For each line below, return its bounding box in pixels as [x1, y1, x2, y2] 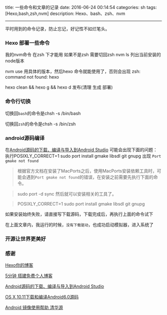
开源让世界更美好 [5, 235, 46, 242]
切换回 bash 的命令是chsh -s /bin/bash [5, 110, 81, 116]
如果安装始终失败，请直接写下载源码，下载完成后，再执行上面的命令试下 [5, 211, 153, 217]
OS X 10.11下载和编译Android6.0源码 [5, 294, 79, 300]
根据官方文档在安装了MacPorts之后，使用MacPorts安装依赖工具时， [17, 168, 157, 174]
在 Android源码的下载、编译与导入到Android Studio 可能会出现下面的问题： [5, 146, 158, 153]
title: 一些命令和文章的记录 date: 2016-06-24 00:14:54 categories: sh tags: [5, 4, 157, 10]
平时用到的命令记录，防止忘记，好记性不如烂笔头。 [5, 26, 110, 31]
